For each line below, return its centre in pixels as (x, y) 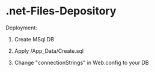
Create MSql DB (34, 39)
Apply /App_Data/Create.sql (49, 51)
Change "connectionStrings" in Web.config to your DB (81, 62)
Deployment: (21, 28)
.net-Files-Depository (61, 11)
